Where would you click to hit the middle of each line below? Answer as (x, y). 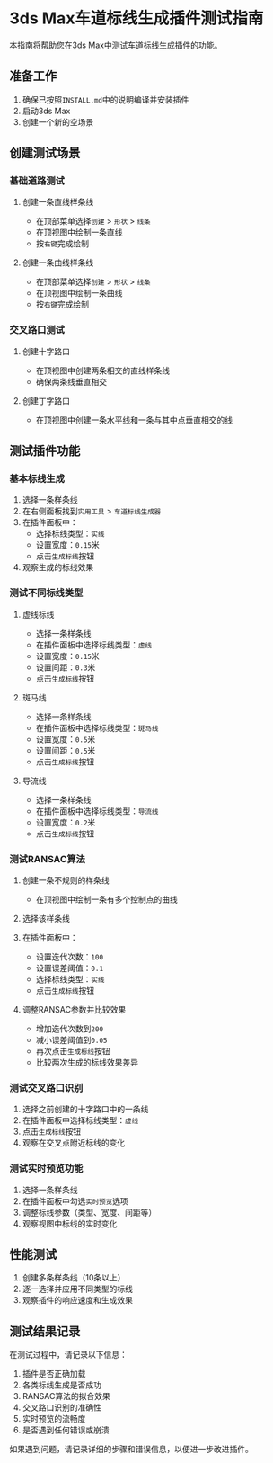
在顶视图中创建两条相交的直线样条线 (103, 370)
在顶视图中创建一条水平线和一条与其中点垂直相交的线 (134, 420)
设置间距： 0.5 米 (66, 750)
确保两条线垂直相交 (71, 381)
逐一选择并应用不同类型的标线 (77, 1289)
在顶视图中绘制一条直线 (79, 232)
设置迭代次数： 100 (70, 957)
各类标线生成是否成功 (62, 1385)
